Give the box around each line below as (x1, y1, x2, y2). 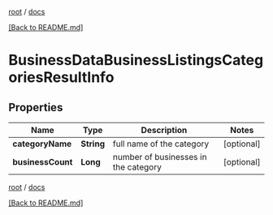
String (80, 138, 106, 149)
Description (141, 125, 188, 135)
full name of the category (112, 138, 210, 149)
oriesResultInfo (8, 68, 115, 87)
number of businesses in (112, 152, 207, 162)
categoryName (12, 138, 72, 149)
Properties (8, 101, 63, 114)
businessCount (12, 157, 73, 167)
